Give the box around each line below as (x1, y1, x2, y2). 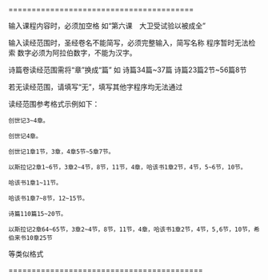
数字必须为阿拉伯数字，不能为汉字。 (17, 48, 137, 57)
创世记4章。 (8, 132, 42, 140)
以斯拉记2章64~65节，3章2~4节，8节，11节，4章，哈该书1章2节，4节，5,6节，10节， (8, 225, 254, 233)
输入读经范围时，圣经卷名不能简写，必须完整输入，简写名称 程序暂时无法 (8, 38, 249, 47)
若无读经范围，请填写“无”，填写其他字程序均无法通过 (8, 82, 183, 91)
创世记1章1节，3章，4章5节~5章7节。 (8, 148, 114, 156)
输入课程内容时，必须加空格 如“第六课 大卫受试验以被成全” (8, 21, 206, 30)
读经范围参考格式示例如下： (8, 99, 100, 108)
